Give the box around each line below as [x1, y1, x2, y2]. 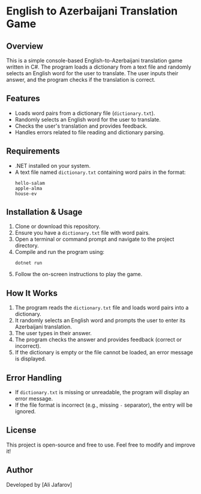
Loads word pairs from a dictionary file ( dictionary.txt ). [14, 110, 155, 117]
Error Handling [6, 372, 62, 383]
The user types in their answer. [14, 330, 92, 337]
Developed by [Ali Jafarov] [6, 481, 73, 488]
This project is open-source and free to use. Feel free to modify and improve [6, 441, 196, 448]
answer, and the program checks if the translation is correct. [6, 76, 156, 83]
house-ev [14, 191, 37, 197]
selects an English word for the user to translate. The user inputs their [6, 70, 179, 76]
